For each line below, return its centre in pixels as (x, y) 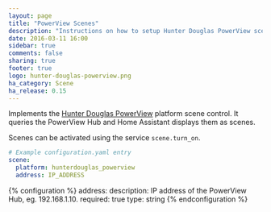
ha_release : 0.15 (38, 91)
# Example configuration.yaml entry (70, 153)
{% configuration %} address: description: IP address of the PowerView (128, 190)
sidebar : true (32, 46)
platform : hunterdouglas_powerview (75, 168)
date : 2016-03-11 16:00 (48, 38)
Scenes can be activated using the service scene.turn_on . (104, 138)
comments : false (35, 53)
